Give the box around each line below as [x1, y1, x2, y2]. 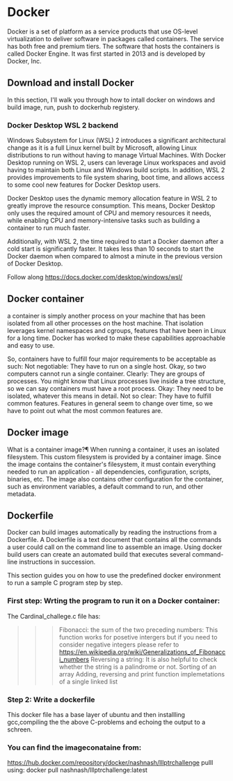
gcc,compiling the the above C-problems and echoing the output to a [7, 718, 206, 727]
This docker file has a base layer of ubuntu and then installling [7, 711, 186, 719]
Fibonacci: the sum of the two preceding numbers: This [58, 625, 218, 634]
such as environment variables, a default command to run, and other [7, 482, 204, 490]
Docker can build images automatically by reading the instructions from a [7, 528, 217, 536]
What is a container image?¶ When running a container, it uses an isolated [7, 445, 220, 454]
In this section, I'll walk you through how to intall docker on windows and [7, 95, 216, 104]
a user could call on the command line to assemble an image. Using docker [7, 543, 223, 551]
